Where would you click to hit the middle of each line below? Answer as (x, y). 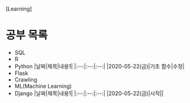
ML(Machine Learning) (43, 86)
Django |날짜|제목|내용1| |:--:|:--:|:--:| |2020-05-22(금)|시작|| (89, 93)
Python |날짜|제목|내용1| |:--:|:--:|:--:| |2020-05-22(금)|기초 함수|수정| (100, 66)
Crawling (26, 79)
